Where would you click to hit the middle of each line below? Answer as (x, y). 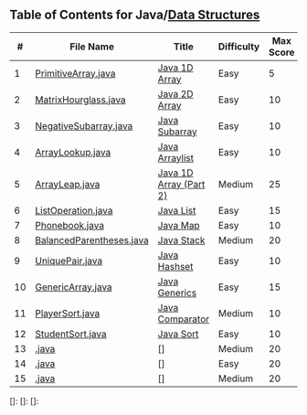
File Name (92, 47)
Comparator (184, 319)
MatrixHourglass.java (80, 100)
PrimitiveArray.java (75, 73)
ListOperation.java (74, 210)
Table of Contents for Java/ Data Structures (135, 15)
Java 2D (175, 93)
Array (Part (181, 184)
